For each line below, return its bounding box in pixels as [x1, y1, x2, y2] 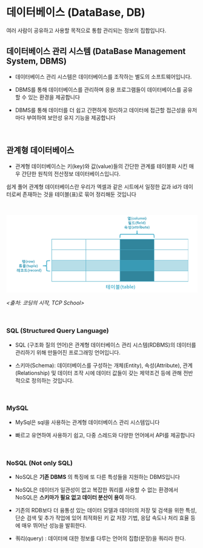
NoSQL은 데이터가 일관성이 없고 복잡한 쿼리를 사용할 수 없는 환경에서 [15, 486, 179, 493]
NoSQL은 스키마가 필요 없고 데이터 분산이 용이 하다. [15, 494, 137, 501]
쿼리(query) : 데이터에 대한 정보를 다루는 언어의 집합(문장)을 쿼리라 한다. [15, 535, 186, 542]
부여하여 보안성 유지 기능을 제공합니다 [26, 113, 116, 121]
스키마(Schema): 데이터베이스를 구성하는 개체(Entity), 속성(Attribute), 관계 [15, 362, 193, 369]
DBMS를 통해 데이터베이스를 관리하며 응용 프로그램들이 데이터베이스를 [15, 86, 182, 93]
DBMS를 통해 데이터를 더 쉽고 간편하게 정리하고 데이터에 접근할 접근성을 [15, 106, 186, 113]
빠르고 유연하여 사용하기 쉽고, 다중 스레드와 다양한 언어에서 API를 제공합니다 [15, 431, 195, 439]
